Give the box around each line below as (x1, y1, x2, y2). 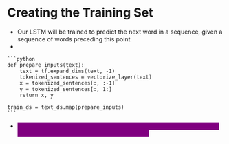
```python (7, 55, 36, 63)
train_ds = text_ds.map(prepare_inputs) (7, 103, 125, 111)
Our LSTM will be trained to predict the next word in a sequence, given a (17, 28, 223, 36)
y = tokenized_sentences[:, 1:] (19, 85, 112, 92)
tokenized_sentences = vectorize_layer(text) (19, 74, 153, 81)
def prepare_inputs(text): (7, 61, 85, 68)
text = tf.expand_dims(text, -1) (19, 68, 116, 74)
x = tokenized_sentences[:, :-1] (19, 79, 116, 87)
